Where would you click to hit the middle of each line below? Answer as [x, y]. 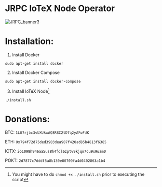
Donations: [27, 119]
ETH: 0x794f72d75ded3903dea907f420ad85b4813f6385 [56, 142]
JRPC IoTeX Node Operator [60, 8]
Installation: [29, 41]
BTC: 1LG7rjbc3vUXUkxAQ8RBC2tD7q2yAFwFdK [47, 132]
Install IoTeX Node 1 [31, 91]
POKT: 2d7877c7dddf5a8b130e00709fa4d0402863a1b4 [55, 160]
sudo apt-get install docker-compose [43, 81]
